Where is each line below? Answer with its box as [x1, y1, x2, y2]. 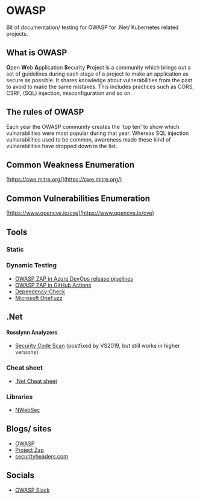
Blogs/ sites [6, 424, 52, 434]
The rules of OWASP [6, 107, 84, 117]
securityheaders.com [14, 452, 68, 460]
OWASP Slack [14, 486, 50, 494]
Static [6, 245, 24, 253]
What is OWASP [6, 48, 67, 58]
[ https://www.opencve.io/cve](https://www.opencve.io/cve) [6, 209, 155, 217]
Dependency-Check [14, 288, 65, 295]
